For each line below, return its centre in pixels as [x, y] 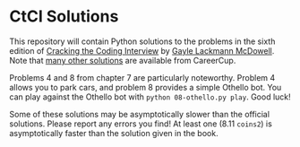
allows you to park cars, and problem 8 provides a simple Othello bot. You [146, 87]
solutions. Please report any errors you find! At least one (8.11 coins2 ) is [141, 124]
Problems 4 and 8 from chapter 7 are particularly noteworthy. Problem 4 [142, 77]
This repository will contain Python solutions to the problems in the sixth [142, 41]
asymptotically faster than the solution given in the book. [114, 133]
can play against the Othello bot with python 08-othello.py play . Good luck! [150, 97]
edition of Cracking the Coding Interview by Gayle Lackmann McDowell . [142, 50]
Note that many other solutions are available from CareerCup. [123, 60]
